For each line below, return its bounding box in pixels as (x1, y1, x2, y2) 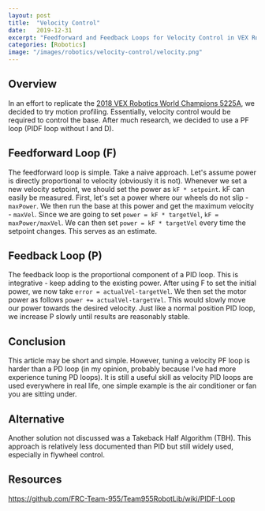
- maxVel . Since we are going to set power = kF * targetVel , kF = (8, 209, 219, 219)
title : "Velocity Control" (8, 19, 101, 27)
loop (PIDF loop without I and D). (8, 123, 114, 133)
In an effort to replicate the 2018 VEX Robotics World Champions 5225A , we (8, 98, 255, 107)
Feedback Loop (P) (8, 250, 103, 263)
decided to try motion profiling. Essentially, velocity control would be (8, 107, 231, 116)
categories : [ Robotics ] (8, 41, 87, 49)
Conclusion (8, 335, 66, 348)
